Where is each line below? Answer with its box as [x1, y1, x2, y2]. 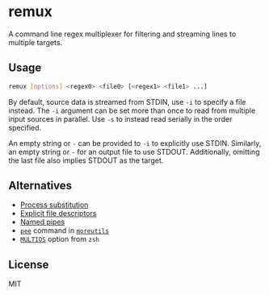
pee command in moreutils [19, 226, 109, 235]
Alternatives [8, 179, 73, 193]
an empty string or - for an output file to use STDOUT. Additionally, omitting [8, 147, 260, 156]
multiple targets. [8, 37, 63, 47]
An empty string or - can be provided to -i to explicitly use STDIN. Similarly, [8, 138, 262, 147]
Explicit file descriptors [19, 209, 97, 218]
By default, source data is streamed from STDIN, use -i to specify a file [8, 97, 246, 106]
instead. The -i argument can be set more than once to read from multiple [8, 106, 256, 115]
